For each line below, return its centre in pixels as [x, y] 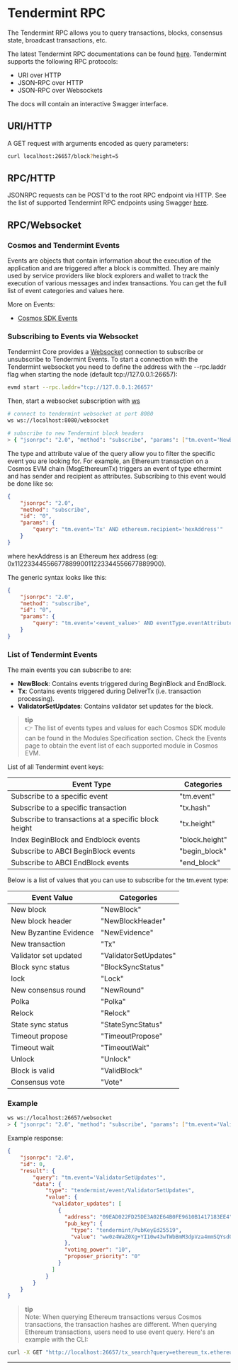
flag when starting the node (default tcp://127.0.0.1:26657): [93, 375]
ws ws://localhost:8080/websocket [58, 421]
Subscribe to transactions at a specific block [85, 819]
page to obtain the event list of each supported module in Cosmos [121, 746]
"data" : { [47, 1184]
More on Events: [31, 304]
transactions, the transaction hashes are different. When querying [121, 1325]
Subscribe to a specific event [59, 797]
